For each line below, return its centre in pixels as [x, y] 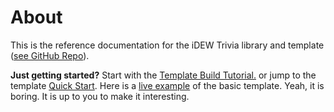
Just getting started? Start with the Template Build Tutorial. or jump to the [163, 75]
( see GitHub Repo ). [50, 55]
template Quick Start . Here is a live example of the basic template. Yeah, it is [167, 85]
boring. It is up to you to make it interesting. [100, 96]
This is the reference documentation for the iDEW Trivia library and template [167, 45]
